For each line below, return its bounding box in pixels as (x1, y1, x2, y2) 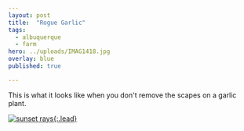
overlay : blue (8, 55, 55, 63)
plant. (8, 98, 27, 108)
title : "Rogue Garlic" (8, 19, 86, 27)
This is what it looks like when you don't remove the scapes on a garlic (8, 90, 237, 100)
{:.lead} (53, 114, 78, 123)
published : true (8, 62, 61, 70)
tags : (8, 26, 26, 34)
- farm (15, 41, 37, 48)
